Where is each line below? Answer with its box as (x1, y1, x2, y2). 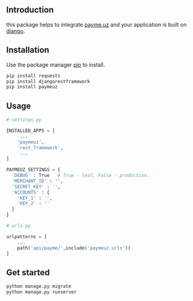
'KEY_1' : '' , (17, 195, 52, 201)
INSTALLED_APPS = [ (6, 127, 55, 134)
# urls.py (6, 223, 31, 229)
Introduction (6, 5, 54, 15)
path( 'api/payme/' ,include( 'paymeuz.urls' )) (17, 245, 131, 251)
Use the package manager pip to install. (6, 61, 106, 68)
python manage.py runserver (6, 289, 77, 296)
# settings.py (6, 117, 42, 123)
